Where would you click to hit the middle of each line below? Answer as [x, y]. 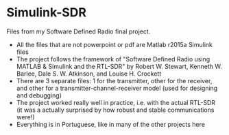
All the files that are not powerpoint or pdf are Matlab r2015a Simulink [114, 44]
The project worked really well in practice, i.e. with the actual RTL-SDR [116, 102]
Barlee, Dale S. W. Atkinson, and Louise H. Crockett [89, 74]
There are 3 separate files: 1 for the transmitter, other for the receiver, [114, 80]
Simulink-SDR [47, 13]
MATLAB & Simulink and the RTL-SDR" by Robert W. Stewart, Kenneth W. [119, 66]
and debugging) [39, 95]
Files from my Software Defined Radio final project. [79, 31]
